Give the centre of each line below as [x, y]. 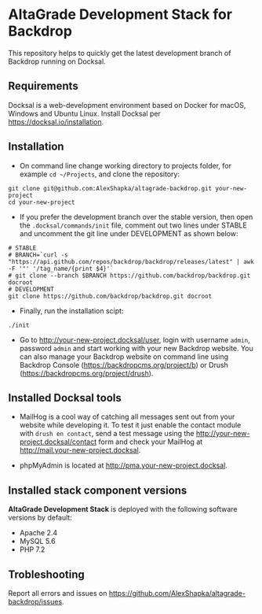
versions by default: [40, 518]
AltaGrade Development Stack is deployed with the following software [123, 509]
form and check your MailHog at [151, 442]
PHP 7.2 [32, 549]
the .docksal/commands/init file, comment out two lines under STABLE [133, 225]
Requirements [43, 86]
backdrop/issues [35, 601]
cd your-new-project [42, 202]
